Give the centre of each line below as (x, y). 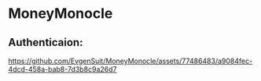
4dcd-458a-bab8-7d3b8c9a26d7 (62, 69)
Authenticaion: (46, 42)
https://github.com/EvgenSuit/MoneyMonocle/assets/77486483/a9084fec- (130, 61)
